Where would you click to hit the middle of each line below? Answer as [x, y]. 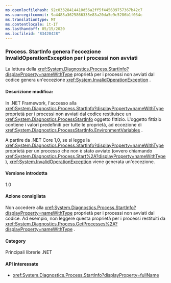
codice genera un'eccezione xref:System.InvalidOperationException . [78, 80]
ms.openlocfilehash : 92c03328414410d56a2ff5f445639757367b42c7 [74, 10]
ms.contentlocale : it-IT [32, 24]
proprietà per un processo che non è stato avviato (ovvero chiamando [79, 150]
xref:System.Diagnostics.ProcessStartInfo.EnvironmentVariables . [74, 130]
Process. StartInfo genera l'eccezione [53, 52]
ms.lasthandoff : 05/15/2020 [35, 29]
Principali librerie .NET [29, 252]
